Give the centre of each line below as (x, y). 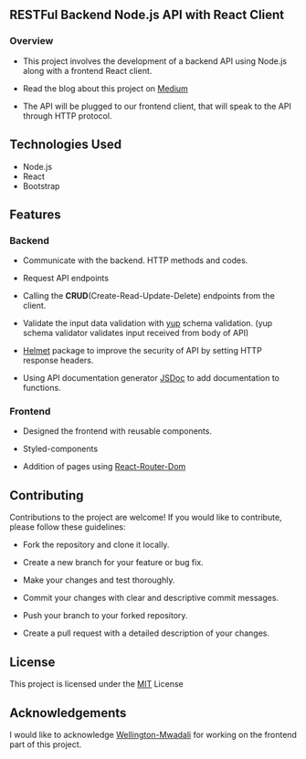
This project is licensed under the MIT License (97, 684)
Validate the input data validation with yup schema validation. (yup (148, 323)
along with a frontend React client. (87, 70)
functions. (42, 388)
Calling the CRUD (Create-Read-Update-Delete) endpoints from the (149, 296)
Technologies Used (65, 145)
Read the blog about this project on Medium (106, 88)
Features (35, 214)
